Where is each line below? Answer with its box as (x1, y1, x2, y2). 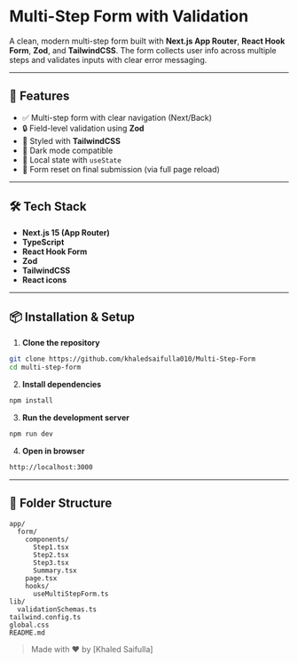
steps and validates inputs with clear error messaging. (9, 54, 208, 65)
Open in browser (21, 445, 85, 456)
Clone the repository (21, 338, 100, 348)
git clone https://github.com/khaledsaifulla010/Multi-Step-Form (9, 355, 255, 363)
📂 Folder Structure (9, 496, 113, 511)
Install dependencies (21, 379, 102, 390)
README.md (9, 628, 46, 637)
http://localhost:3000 (9, 462, 93, 472)
